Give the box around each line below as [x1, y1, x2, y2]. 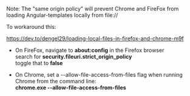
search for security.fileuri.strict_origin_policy [15, 53, 132, 60]
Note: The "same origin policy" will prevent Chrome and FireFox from [6, 5, 179, 12]
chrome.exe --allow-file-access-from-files [15, 84, 126, 91]
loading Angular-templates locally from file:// [6, 11, 118, 19]
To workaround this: [6, 24, 56, 30]
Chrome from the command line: [15, 78, 97, 85]
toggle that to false [15, 60, 63, 66]
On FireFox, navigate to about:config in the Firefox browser [15, 46, 165, 54]
